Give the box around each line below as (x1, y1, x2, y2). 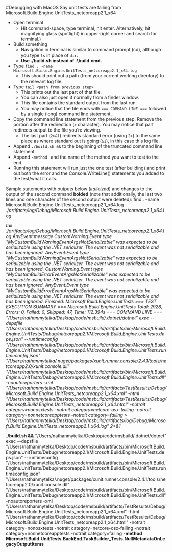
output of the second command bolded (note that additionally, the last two (6, 191, 162, 197)
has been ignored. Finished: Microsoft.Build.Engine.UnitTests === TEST (6, 298, 157, 304)
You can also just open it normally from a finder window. (20, 94, 139, 100)
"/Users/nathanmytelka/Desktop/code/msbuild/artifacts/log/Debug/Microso (6, 417, 166, 424)
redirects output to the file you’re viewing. (13, 127, 102, 133)
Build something (13, 41, 47, 47)
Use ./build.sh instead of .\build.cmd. (20, 58, 102, 63)
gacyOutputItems (6, 541, 44, 547)
